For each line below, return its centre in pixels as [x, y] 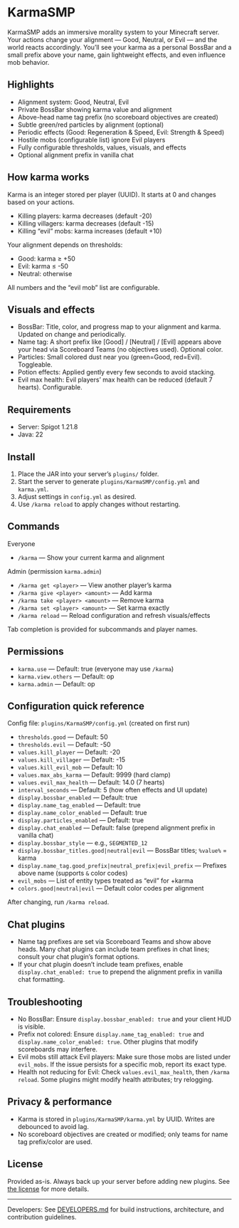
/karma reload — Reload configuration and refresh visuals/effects [114, 615]
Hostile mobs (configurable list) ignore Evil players [91, 140]
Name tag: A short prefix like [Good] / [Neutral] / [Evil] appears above [119, 342]
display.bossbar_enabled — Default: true [78, 797]
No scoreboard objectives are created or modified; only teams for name [123, 1134]
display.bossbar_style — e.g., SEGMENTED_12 [83, 843]
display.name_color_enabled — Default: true [82, 813]
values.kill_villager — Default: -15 [71, 760]
